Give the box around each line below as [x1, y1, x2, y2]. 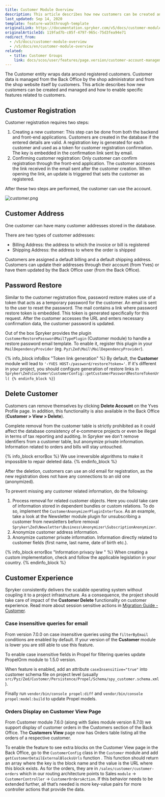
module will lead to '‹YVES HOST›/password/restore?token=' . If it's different [5, 360, 157, 366]
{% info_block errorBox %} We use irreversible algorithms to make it [5, 453, 143, 459]
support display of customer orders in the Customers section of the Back [5, 724, 153, 730]
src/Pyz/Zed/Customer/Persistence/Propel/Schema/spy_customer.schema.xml [5, 676, 160, 682]
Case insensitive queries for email [5, 620, 88, 627]
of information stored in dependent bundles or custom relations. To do [12, 503, 155, 509]
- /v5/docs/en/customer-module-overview [9, 44, 93, 49]
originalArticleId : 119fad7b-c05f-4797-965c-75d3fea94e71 [5, 30, 126, 35]
